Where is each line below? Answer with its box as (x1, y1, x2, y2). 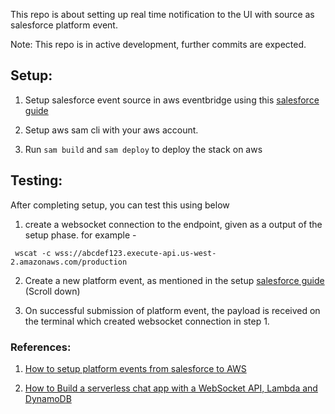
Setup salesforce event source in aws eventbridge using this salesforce (24, 94, 320, 106)
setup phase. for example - (24, 229, 137, 241)
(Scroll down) (24, 285, 81, 297)
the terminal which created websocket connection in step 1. (24, 315, 270, 327)
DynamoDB (24, 392, 72, 404)
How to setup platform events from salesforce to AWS (24, 362, 247, 374)
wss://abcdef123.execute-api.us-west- (54, 248, 217, 258)
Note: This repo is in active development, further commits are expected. (10, 39, 307, 50)
